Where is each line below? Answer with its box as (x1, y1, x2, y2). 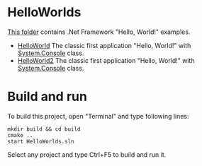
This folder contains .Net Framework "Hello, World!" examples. (7, 28, 191, 36)
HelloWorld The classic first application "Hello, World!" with (17, 41, 191, 49)
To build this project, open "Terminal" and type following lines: (7, 112, 189, 120)
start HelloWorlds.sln (7, 138, 74, 145)
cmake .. (7, 131, 33, 138)
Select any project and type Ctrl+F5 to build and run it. (7, 150, 167, 159)
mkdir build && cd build (7, 125, 81, 133)
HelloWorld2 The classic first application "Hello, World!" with (17, 56, 195, 64)
